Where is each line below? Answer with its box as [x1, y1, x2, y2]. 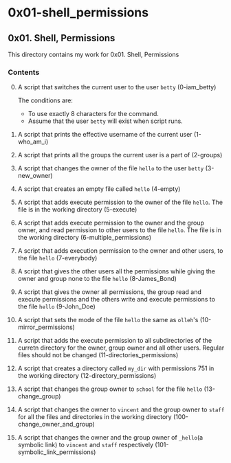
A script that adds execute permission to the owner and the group [17, 218, 205, 227]
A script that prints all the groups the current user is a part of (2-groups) [17, 151, 223, 159]
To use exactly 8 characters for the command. [27, 110, 159, 118]
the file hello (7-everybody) [17, 254, 98, 262]
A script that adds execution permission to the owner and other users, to [17, 247, 223, 255]
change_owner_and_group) [17, 420, 95, 429]
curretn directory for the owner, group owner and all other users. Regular [17, 343, 225, 352]
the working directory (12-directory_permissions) [17, 372, 157, 380]
